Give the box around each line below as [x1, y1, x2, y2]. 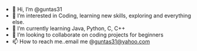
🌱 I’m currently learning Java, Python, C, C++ [12, 25, 125, 32]
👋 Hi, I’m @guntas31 [12, 6, 62, 13]
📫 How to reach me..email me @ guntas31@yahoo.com [12, 38, 150, 45]
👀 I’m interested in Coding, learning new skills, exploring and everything [12, 12, 192, 19]
